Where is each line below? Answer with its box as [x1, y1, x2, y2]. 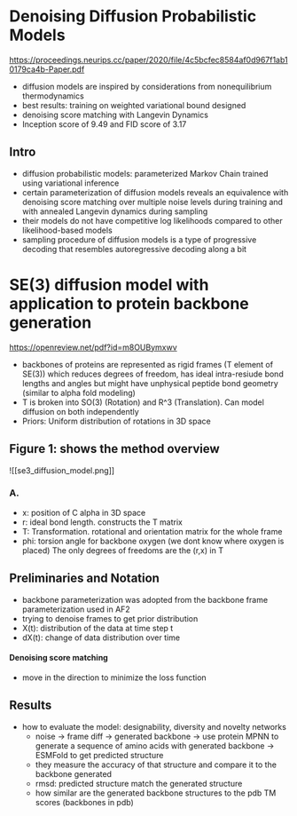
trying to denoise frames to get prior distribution [21, 613, 199, 623]
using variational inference [21, 178, 120, 188]
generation [9, 313, 92, 332]
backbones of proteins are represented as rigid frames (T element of [21, 359, 273, 369]
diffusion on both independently [21, 406, 139, 416]
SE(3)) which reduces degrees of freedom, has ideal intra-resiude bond [21, 368, 284, 379]
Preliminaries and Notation [9, 571, 160, 586]
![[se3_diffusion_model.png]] [9, 464, 115, 476]
